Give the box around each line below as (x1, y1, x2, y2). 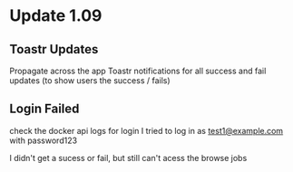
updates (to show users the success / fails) (9, 75, 171, 86)
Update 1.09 (9, 5, 103, 26)
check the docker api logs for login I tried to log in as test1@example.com (9, 125, 284, 136)
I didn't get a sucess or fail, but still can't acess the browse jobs (9, 152, 248, 163)
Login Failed (9, 101, 80, 117)
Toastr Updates (9, 42, 99, 57)
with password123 (9, 135, 78, 146)
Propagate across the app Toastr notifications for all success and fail (9, 65, 267, 76)
